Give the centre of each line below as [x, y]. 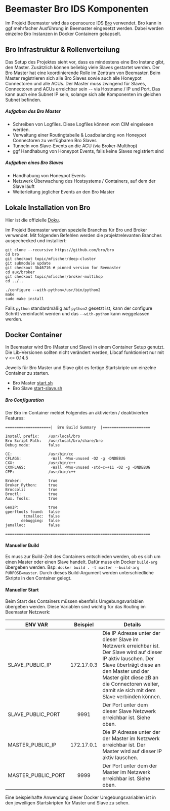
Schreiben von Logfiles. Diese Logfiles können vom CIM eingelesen [83, 124]
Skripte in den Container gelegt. [38, 578]
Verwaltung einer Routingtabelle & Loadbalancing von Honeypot [79, 135]
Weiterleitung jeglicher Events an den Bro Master [63, 191]
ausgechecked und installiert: [36, 240]
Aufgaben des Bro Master [33, 111]
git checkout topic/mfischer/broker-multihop [54, 277]
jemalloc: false [32, 525]
